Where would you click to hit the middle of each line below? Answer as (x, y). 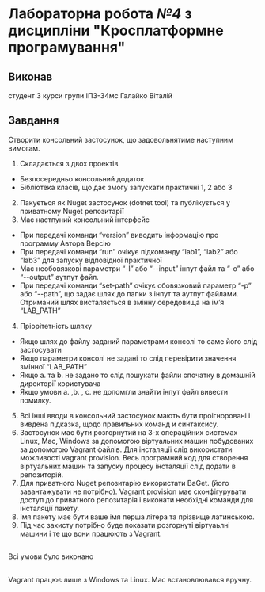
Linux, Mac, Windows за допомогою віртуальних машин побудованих (136, 441)
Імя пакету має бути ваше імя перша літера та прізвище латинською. (137, 517)
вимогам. (25, 148)
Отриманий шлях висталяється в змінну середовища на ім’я (122, 302)
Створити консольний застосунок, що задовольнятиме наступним (121, 139)
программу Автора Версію (65, 243)
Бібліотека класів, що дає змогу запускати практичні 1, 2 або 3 (126, 187)
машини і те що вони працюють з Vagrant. (91, 533)
